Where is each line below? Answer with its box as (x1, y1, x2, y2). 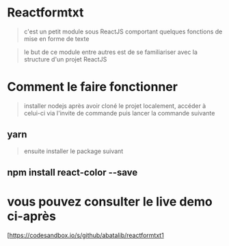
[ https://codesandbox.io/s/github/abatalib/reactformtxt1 (7, 231, 164, 240)
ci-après (7, 208, 57, 224)
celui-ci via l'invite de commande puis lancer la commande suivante (23, 109, 215, 117)
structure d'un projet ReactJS (23, 55, 107, 63)
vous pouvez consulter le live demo (7, 194, 213, 210)
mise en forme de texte (23, 34, 90, 42)
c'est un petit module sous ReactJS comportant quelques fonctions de (23, 27, 223, 36)
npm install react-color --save (7, 167, 138, 178)
